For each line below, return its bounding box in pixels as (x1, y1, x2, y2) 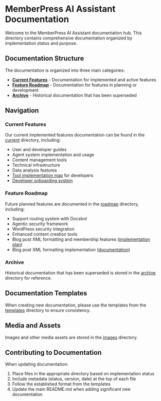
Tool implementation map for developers (12, 172, 93, 178)
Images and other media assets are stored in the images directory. (5, 334, 138, 340)
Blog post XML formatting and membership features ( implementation (12, 236, 150, 242)
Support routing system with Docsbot (12, 215, 88, 221)
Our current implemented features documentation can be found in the (5, 132, 145, 138)
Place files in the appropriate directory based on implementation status (12, 371, 155, 377)
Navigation (5, 106, 39, 115)
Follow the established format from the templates (12, 381, 111, 387)
